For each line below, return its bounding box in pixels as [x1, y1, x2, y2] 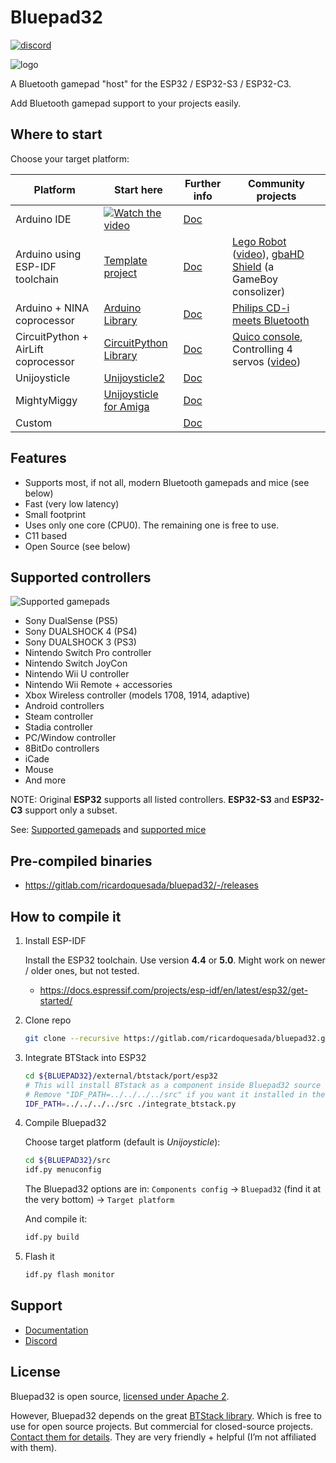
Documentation [24, 1324, 89, 1336]
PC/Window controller [24, 732, 117, 744]
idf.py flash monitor [24, 1270, 115, 1280]
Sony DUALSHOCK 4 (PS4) [24, 626, 138, 638]
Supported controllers [10, 569, 152, 586]
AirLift [15, 342, 44, 356]
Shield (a [232, 259, 275, 273]
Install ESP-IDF [24, 935, 87, 946]
